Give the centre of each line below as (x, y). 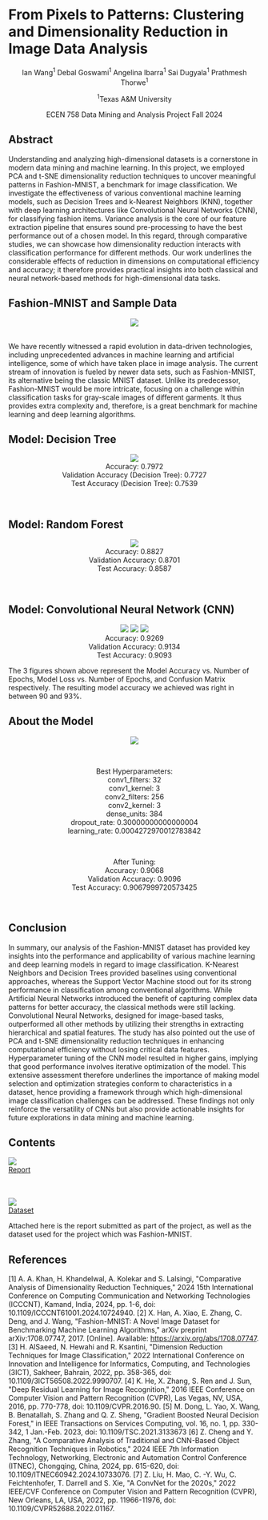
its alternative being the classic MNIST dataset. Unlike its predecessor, (125, 380)
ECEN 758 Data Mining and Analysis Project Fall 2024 (134, 115)
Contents (32, 1142)
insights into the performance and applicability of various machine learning (132, 955)
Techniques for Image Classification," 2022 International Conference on (127, 1356)
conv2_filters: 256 (134, 796)
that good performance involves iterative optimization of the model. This (127, 1066)
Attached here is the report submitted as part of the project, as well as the (130, 1226)
